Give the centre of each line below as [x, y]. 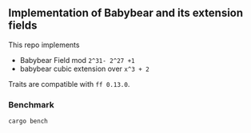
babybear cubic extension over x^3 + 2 [84, 68]
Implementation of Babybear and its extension [126, 13]
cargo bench [28, 121]
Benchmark [31, 104]
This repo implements [44, 45]
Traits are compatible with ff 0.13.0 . [69, 84]
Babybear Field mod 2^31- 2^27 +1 [77, 60]
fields [23, 26]
